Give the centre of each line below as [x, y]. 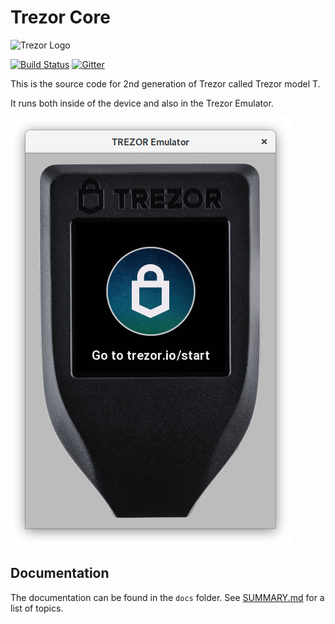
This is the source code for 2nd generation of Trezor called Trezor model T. [165, 83]
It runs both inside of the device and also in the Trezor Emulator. [142, 103]
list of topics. [37, 608]
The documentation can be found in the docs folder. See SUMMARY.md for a [167, 597]
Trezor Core [60, 17]
